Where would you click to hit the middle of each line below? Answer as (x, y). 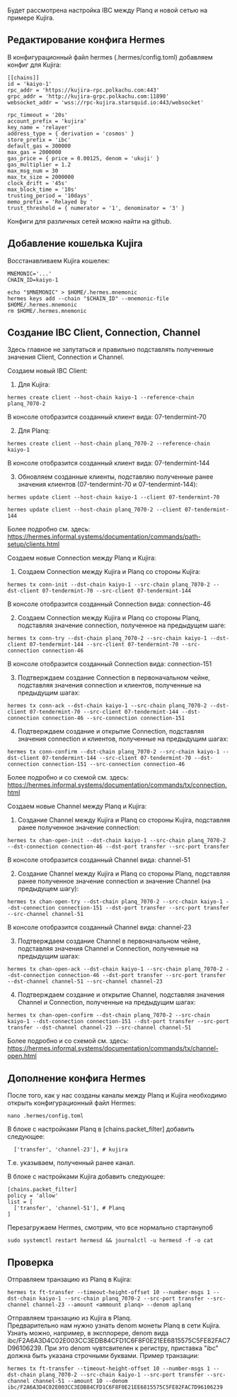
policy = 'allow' (33, 1196)
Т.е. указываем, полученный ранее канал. (71, 1163)
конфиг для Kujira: (34, 65)
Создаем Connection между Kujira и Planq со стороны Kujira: (109, 572)
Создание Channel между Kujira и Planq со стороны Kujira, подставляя (124, 820)
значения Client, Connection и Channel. (66, 357)
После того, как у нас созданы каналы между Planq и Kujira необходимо (117, 1095)
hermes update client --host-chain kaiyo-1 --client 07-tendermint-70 (114, 497)
